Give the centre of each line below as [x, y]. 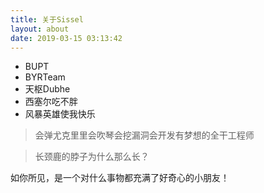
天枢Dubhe [47, 89]
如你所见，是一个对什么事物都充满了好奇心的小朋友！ [120, 178]
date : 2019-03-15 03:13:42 [66, 38]
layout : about [40, 29]
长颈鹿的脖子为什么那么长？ [92, 157]
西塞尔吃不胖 [51, 102]
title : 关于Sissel [47, 19]
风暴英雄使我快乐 [60, 114]
